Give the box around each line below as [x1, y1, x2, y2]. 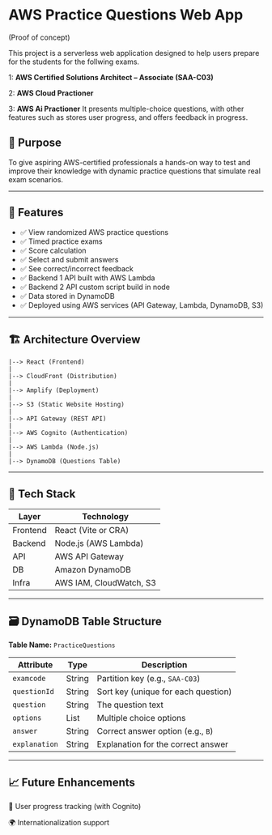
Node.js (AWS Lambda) [54, 538, 144, 549]
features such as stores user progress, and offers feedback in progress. [8, 112, 249, 122]
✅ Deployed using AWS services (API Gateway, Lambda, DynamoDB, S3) [19, 300, 264, 309]
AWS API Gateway [54, 551, 124, 562]
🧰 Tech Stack [8, 487, 76, 501]
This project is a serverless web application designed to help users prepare [8, 48, 260, 58]
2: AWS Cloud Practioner [8, 87, 94, 98]
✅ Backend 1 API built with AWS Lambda [19, 273, 155, 283]
